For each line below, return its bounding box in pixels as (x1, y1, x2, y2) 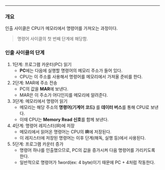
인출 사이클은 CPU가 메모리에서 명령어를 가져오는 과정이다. (5, 25, 118, 31)
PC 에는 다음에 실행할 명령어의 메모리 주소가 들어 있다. (19, 67, 123, 73)
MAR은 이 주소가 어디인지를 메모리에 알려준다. (19, 92, 108, 98)
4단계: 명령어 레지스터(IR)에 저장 (12, 122, 75, 128)
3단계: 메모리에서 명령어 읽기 (12, 98, 68, 104)
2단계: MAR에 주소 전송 (12, 79, 57, 86)
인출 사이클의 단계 (5, 49, 45, 56)
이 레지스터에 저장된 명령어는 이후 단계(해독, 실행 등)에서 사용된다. (19, 135, 146, 141)
